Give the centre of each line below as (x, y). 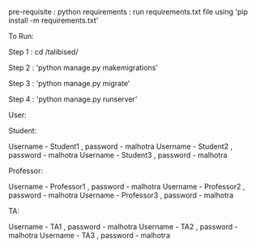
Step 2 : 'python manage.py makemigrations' (83, 67)
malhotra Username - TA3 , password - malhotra (90, 235)
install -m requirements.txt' (53, 20)
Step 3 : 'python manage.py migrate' (69, 83)
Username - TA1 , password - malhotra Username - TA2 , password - (123, 226)
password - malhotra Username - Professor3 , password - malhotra (121, 195)
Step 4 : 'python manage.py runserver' (73, 99)
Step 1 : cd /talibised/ (43, 52)
